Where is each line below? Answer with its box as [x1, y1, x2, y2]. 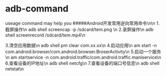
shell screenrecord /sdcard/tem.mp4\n [5, 32, 86, 38]
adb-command [5, 3, 69, 14]
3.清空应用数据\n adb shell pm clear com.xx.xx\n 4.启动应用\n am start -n [5, 42, 157, 48]
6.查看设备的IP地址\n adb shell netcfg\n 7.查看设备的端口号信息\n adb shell [5, 60, 160, 66]
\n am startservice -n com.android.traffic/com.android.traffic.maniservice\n [5, 54, 161, 60]
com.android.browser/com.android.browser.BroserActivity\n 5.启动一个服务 [5, 48, 161, 54]
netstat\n [5, 65, 24, 71]
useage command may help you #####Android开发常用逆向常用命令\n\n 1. [5, 20, 160, 26]
